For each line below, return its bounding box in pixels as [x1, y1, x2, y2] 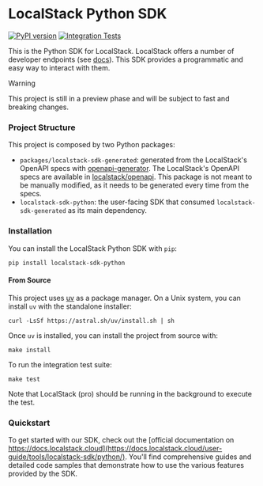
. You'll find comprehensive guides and [125, 452, 252, 461]
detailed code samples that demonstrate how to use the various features [8, 461, 245, 470]
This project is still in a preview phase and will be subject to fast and [8, 93, 230, 103]
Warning [8, 78, 36, 88]
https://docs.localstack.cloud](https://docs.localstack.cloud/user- [8, 444, 223, 454]
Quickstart [8, 417, 51, 428]
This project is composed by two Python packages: [8, 140, 175, 150]
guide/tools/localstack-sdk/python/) [8, 452, 126, 461]
